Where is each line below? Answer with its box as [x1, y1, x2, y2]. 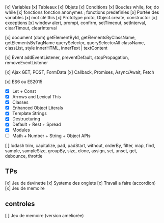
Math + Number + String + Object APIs [12, 133, 91, 139]
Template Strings [12, 111, 47, 116]
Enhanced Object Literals [12, 105, 63, 111]
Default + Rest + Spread [12, 121, 61, 127]
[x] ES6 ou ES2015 [5, 79, 43, 84]
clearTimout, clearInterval [5, 25, 57, 31]
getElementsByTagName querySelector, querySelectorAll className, [5, 40, 145, 46]
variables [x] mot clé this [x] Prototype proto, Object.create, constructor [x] [5, 15, 157, 20]
